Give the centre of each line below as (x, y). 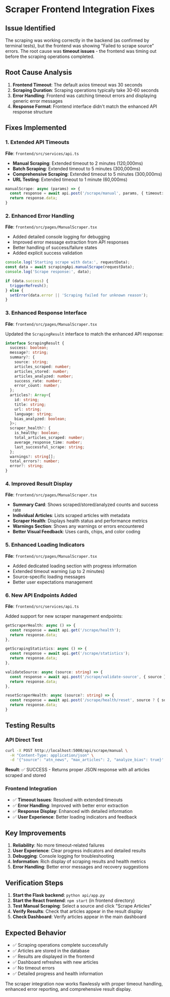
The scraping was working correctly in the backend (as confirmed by (77, 40)
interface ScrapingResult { (35, 343)
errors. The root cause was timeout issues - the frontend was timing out (81, 51)
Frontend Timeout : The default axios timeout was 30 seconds (77, 84)
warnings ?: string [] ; (33, 457)
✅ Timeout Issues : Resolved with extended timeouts (68, 800)
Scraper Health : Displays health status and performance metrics (80, 521)
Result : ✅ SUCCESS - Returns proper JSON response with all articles (78, 770)
